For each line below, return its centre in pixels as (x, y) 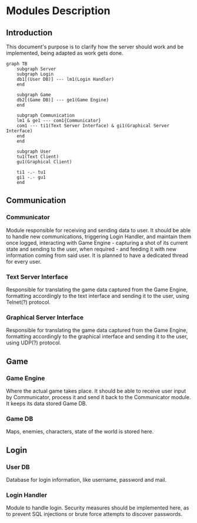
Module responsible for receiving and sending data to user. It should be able (98, 230)
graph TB (17, 64)
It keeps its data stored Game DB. (47, 403)
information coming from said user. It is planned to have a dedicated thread (97, 255)
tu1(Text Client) (38, 157)
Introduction (29, 33)
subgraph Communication (46, 116)
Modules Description (58, 11)
